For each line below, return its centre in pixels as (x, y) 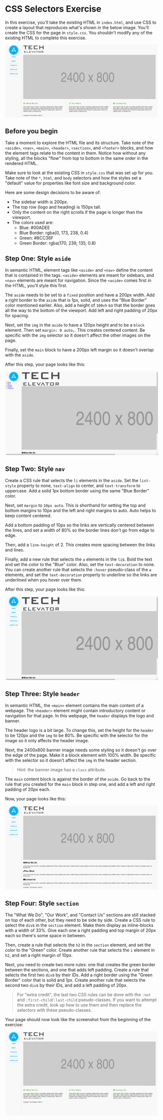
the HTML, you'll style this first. (36, 286)
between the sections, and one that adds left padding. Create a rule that (77, 970)
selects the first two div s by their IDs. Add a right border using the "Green (79, 975)
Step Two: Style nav (35, 469)
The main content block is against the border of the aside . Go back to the (78, 779)
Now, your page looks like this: (36, 799)
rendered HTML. (21, 163)
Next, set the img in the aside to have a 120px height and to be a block (75, 325)
